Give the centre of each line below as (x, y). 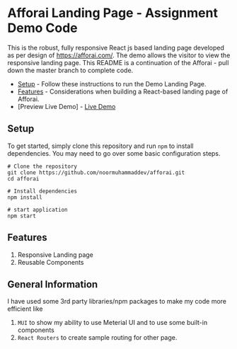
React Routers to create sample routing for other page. (97, 338)
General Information (53, 284)
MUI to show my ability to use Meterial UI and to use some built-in (112, 323)
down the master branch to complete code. (70, 70)
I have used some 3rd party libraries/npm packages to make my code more (117, 302)
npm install (25, 197)
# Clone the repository (42, 166)
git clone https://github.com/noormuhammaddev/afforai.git (96, 172)
